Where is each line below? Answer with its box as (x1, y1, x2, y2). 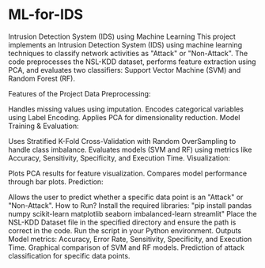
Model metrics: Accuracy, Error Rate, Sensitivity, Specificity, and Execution (8, 234, 252, 243)
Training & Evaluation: (8, 121, 79, 130)
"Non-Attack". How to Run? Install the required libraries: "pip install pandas (8, 200, 252, 210)
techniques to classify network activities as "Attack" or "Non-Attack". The (8, 48, 248, 58)
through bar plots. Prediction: (8, 176, 104, 187)
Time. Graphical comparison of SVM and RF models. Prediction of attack (8, 243, 245, 252)
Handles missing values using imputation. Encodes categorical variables (8, 104, 244, 114)
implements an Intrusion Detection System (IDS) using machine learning (8, 40, 243, 49)
